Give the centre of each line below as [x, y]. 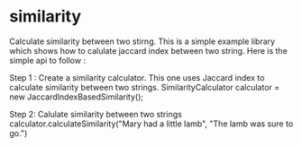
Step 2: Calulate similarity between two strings [96, 114]
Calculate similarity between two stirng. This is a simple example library [142, 41]
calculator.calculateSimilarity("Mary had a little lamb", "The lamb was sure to [151, 124]
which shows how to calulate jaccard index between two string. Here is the [149, 50]
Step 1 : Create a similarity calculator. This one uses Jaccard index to [137, 77]
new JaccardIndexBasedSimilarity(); [77, 97]
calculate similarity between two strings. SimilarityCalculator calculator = [145, 87]
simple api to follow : [48, 60]
